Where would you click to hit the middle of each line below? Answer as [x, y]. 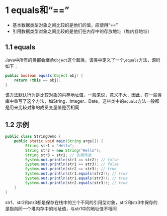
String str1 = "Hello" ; [50, 146]
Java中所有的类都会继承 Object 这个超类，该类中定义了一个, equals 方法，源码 [83, 60]
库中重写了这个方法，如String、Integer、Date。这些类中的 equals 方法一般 [80, 101]
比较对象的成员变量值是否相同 [49, 107]
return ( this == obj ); [38, 80]
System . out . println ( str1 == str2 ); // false [72, 160]
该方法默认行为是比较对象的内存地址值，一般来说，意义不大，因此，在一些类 [83, 95]
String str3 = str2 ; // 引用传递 [58, 155]
